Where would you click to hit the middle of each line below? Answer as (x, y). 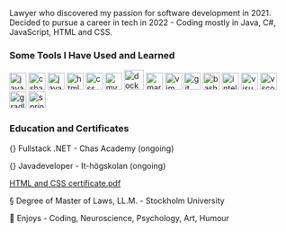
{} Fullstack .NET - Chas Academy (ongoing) (92, 148)
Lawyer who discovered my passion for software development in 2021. (140, 13)
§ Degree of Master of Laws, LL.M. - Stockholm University (117, 201)
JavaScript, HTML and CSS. (61, 32)
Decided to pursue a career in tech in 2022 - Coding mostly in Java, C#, (143, 22)
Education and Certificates (69, 129)
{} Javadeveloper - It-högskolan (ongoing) (88, 165)
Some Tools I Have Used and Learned (92, 55)
